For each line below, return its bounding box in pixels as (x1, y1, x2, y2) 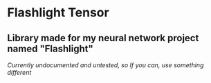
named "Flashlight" (7, 43, 93, 54)
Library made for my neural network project (7, 32, 199, 44)
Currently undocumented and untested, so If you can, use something (7, 61, 204, 69)
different (7, 69, 32, 76)
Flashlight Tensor (7, 5, 109, 21)
